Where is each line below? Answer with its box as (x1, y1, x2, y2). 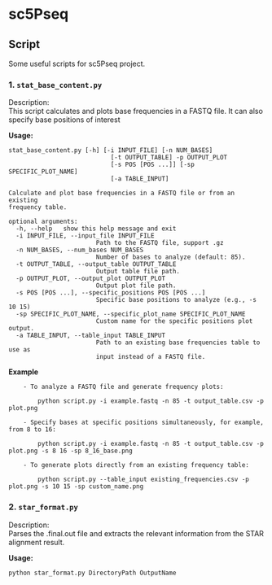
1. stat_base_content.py (8, 79, 103, 90)
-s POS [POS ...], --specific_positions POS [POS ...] (15, 289, 206, 297)
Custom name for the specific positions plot (95, 317, 253, 325)
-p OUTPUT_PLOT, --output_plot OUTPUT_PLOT (15, 274, 165, 283)
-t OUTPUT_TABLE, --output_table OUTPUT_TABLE (15, 260, 177, 268)
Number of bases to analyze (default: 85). (95, 253, 246, 261)
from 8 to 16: (8, 426, 57, 434)
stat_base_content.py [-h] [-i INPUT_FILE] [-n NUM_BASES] (8, 146, 213, 155)
